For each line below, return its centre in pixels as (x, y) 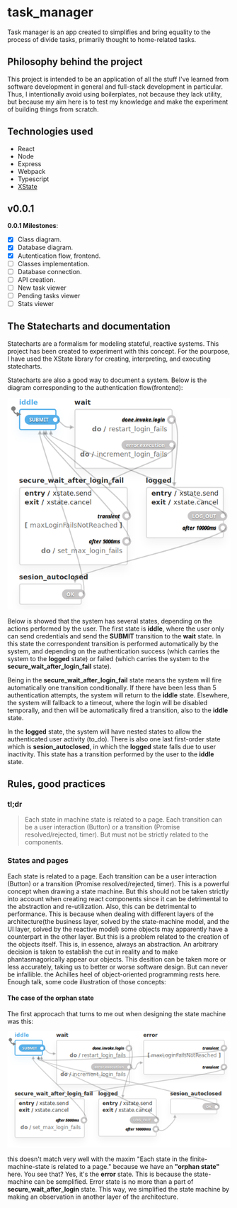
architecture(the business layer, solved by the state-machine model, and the (118, 921)
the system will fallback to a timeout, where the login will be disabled (108, 702)
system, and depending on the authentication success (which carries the (114, 651)
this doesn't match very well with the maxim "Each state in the (98, 1159)
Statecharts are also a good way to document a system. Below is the (107, 380)
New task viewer (42, 288)
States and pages (38, 861)
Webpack (31, 171)
